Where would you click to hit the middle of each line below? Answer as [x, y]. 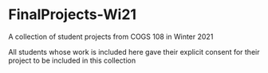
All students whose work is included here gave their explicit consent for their [134, 52]
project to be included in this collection [72, 60]
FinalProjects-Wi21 [73, 15]
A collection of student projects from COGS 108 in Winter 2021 [111, 36]
